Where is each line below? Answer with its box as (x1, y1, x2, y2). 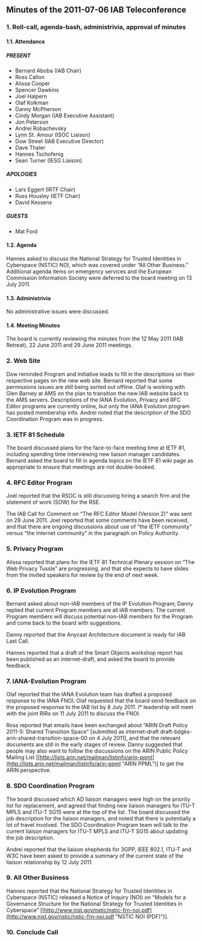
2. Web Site (6, 356, 40, 365)
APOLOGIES (6, 170, 37, 178)
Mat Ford (14, 228, 38, 235)
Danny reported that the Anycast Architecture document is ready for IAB (6, 631, 186, 638)
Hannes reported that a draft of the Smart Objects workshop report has (6, 649, 183, 656)
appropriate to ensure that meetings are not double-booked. (6, 463, 156, 470)
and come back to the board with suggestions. (6, 619, 122, 626)
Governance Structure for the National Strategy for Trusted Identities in (6, 900, 183, 907)
